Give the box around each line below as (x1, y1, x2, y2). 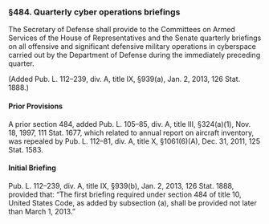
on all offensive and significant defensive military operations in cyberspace (8, 42, 257, 51)
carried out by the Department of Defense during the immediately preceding (8, 51, 261, 60)
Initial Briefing (8, 163, 56, 173)
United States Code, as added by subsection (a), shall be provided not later (8, 198, 257, 207)
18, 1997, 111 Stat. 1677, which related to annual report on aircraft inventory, (8, 128, 255, 137)
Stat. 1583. (8, 145, 44, 154)
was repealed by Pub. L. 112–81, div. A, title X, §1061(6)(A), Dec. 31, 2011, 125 (8, 136, 261, 146)
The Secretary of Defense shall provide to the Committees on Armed (8, 25, 235, 35)
